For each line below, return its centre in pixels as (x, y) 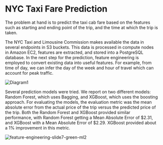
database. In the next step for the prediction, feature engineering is (72, 57)
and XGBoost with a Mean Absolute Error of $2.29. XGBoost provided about (81, 123)
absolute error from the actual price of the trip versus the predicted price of (81, 107)
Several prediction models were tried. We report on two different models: (78, 92)
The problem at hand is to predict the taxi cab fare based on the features (78, 22)
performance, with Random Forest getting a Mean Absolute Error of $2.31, (79, 117)
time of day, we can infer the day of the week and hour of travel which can (79, 68)
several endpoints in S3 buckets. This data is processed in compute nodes (79, 47)
